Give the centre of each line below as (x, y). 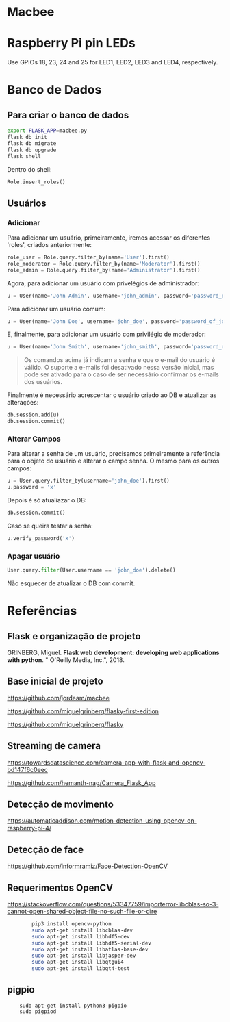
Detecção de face (46, 849)
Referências (42, 611)
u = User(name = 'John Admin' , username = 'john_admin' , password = (99, 296)
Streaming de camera (54, 746)
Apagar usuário (34, 556)
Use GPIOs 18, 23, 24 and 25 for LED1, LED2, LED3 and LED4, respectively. (113, 62)
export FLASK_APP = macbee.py (47, 131)
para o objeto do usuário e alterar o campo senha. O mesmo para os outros (113, 461)
